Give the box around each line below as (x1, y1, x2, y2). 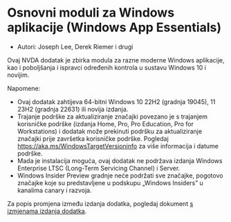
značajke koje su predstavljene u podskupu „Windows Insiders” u (17, 178, 204, 187)
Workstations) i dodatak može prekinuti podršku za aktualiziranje (17, 127, 203, 135)
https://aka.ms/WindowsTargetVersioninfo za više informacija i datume (17, 142, 219, 150)
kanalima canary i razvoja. (17, 186, 92, 194)
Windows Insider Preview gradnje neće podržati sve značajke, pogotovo (17, 171, 223, 180)
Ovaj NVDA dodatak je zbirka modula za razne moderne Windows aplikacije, (7, 55, 225, 64)
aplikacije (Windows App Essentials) (7, 19, 221, 35)
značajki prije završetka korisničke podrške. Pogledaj (17, 134, 169, 143)
